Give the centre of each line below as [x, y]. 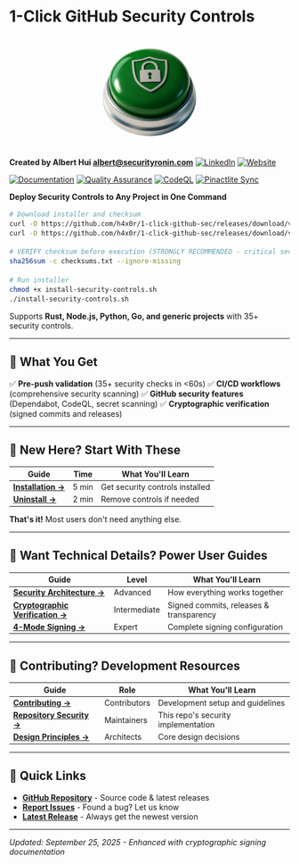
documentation [37, 852]
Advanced [132, 593]
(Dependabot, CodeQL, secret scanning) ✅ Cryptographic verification [139, 403]
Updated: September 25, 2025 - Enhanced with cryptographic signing [138, 842]
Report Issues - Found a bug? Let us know [101, 807]
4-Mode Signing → [49, 627]
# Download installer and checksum [75, 214]
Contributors [127, 702]
